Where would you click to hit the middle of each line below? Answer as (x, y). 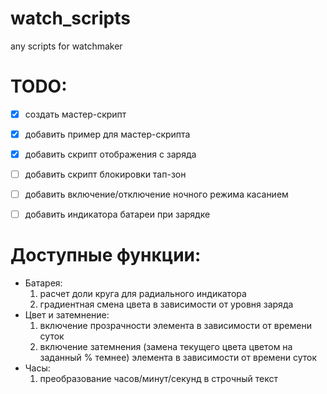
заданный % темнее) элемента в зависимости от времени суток (178, 358)
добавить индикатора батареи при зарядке (117, 214)
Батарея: (43, 283)
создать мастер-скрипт (75, 114)
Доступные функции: (106, 255)
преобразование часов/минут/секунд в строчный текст (158, 379)
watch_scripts (70, 18)
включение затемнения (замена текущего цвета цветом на (166, 347)
